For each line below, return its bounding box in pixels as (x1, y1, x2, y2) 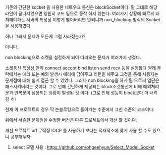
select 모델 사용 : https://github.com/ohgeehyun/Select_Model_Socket (12, 144, 155, 150)
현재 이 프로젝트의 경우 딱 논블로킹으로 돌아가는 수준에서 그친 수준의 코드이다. (5, 106, 155, 112)
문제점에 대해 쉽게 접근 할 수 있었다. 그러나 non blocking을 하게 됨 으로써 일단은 (5, 77, 160, 83)
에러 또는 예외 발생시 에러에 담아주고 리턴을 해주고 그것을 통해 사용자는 (22, 71, 159, 77)
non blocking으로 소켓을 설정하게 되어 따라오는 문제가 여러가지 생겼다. (5, 54, 141, 60)
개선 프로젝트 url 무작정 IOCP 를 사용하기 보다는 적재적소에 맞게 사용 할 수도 (5, 128, 152, 133)
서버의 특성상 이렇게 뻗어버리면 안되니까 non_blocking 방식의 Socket (26, 17, 160, 22)
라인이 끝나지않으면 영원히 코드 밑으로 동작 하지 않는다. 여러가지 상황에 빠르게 (5, 10, 155, 16)
